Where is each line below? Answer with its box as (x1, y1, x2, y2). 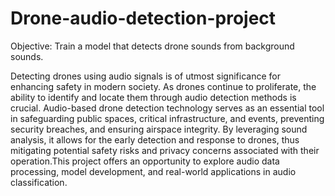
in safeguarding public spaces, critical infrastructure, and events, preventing (10, 112, 325, 124)
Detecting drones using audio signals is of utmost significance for (10, 70, 281, 82)
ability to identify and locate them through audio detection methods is (10, 91, 297, 103)
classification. (10, 176, 68, 188)
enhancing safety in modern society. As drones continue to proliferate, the (10, 80, 317, 92)
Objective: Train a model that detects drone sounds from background (10, 40, 295, 52)
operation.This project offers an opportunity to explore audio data (10, 155, 280, 167)
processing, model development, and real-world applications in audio (10, 165, 297, 177)
